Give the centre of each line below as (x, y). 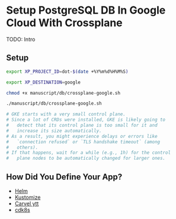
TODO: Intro (21, 39)
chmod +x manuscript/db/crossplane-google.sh (63, 93)
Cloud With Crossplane (64, 23)
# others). (22, 147)
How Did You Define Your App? (64, 177)
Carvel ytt (27, 203)
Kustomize (28, 197)
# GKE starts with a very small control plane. (66, 114)
